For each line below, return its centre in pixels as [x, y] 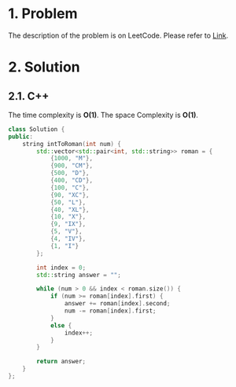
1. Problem [43, 14]
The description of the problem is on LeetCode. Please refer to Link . [118, 35]
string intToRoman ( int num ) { [72, 144]
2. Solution [44, 67]
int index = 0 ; [61, 268]
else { [61, 325]
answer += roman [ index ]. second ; [117, 304]
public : [21, 137]
